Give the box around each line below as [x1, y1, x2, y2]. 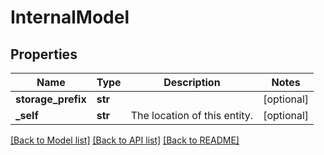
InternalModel [10, 6, 130, 29]
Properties [10, 46, 78, 63]
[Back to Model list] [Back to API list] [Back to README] [10, 134, 240, 146]
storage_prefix [15, 92, 87, 106]
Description [163, 76, 221, 89]
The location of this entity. [130, 109, 254, 122]
